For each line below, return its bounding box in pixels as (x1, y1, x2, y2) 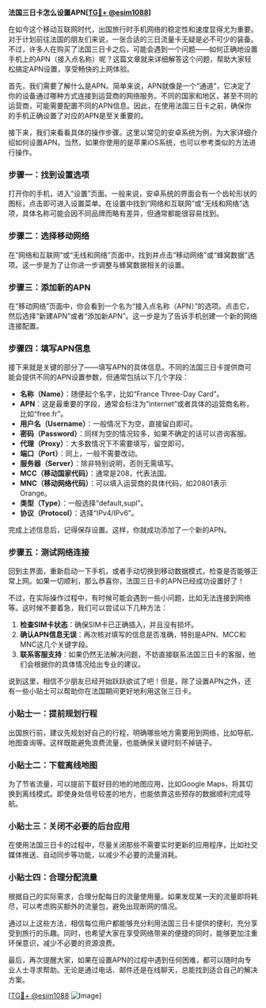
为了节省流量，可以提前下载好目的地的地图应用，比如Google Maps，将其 (8, 779, 246, 789)
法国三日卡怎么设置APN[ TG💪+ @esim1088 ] (8, 8, 152, 17)
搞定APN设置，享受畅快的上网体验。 (14, 64, 135, 74)
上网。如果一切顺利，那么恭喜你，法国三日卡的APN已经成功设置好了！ (14, 576, 245, 586)
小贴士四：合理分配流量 (8, 872, 97, 883)
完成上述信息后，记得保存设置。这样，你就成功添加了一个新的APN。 (8, 525, 231, 535)
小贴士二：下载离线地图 (8, 760, 97, 771)
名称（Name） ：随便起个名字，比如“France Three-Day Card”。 (19, 389, 224, 399)
